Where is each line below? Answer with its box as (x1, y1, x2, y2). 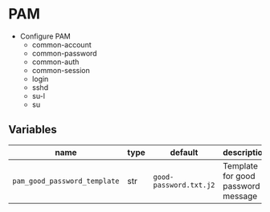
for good (223, 170, 256, 181)
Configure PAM (19, 31, 71, 41)
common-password (31, 48, 98, 58)
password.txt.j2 (153, 180, 215, 190)
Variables (8, 123, 58, 137)
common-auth (31, 57, 80, 67)
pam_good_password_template (12, 176, 120, 185)
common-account (31, 39, 92, 49)
